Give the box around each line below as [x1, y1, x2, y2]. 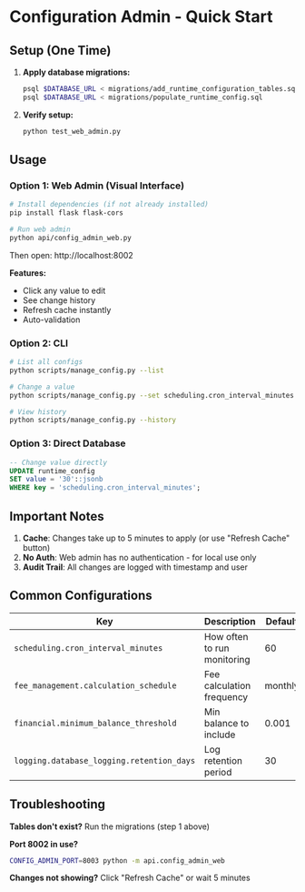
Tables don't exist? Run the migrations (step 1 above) [9, 821, 211, 832]
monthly [264, 679, 300, 692]
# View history [9, 407, 67, 416]
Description [203, 614, 256, 627]
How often [203, 630, 249, 643]
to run [203, 642, 230, 654]
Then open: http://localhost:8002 [9, 249, 133, 260]
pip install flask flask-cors [9, 208, 124, 218]
